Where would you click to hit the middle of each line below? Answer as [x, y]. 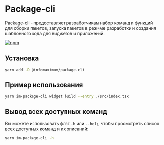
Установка [22, 58]
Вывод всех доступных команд [56, 112]
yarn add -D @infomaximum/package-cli [45, 70]
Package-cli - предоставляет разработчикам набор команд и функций [79, 23]
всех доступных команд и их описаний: [47, 129]
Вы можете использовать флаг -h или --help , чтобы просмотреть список [82, 124]
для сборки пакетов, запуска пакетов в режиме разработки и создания [81, 28]
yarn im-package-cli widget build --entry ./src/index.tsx [67, 96]
